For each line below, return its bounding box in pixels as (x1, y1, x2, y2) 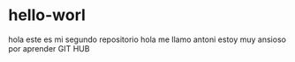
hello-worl (8, 5, 86, 25)
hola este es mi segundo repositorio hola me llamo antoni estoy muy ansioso (8, 34, 286, 45)
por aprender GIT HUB (8, 43, 90, 53)
